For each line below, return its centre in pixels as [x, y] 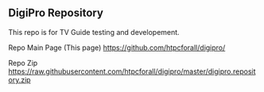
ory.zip [19, 79]
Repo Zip [23, 63]
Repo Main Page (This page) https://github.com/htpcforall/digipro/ [117, 48]
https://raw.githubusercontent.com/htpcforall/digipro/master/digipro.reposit [132, 71]
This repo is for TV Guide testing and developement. [94, 32]
